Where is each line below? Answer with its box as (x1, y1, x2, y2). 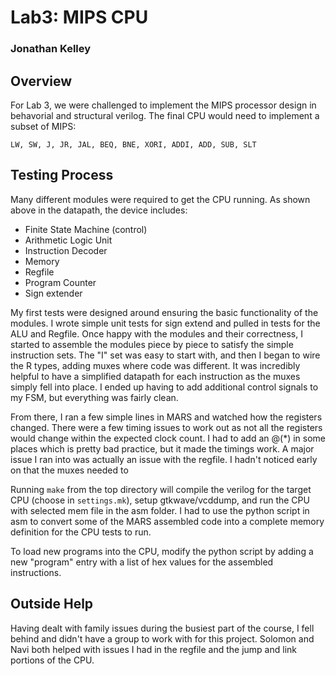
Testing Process (10, 167, 114, 184)
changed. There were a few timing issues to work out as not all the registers (10, 421, 323, 433)
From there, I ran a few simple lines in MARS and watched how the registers (10, 411, 323, 423)
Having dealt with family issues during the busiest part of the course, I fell (10, 622, 315, 634)
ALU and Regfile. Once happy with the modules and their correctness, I (10, 327, 303, 340)
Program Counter (24, 276, 97, 288)
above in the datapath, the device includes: (10, 204, 188, 216)
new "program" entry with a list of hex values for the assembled (10, 556, 274, 568)
